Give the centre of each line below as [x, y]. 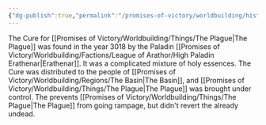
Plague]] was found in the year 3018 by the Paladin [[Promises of [114, 46]
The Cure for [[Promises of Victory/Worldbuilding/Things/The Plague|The [128, 38]
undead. [22, 114]
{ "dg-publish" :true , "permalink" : [63, 15]
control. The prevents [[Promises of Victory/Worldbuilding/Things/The [122, 97]
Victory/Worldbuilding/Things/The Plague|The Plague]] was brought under [130, 89]
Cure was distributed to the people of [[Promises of [92, 71]
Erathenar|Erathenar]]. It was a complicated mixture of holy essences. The [130, 63]
